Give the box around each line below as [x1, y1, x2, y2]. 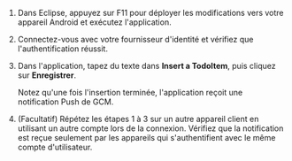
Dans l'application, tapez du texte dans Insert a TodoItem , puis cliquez [17, 61, 276, 71]
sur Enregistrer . [17, 70, 77, 80]
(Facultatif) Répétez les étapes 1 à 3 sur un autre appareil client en [17, 114, 259, 124]
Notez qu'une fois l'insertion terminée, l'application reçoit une [17, 88, 243, 97]
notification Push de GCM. [17, 96, 114, 107]
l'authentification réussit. [17, 43, 109, 54]
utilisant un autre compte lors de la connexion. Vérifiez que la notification [17, 123, 284, 134]
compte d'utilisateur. [17, 142, 93, 152]
